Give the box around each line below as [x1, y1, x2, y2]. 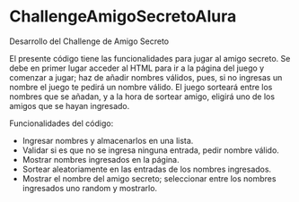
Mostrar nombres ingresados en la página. [22, 154, 180, 164]
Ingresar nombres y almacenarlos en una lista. [22, 135, 194, 146]
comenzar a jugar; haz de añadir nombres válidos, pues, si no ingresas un [9, 72, 283, 82]
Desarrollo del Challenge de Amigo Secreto [9, 36, 169, 46]
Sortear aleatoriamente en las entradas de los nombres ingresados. [22, 164, 272, 174]
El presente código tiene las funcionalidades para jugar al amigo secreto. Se [9, 53, 291, 63]
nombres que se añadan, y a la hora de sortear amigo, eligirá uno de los [9, 91, 276, 102]
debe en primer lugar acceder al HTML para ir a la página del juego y [9, 63, 265, 73]
